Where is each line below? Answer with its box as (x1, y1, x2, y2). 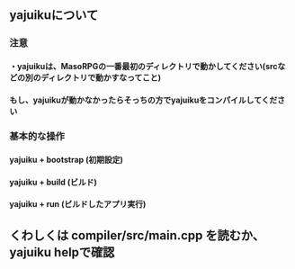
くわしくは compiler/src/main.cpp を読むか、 (9, 228, 265, 243)
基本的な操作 (9, 130, 66, 143)
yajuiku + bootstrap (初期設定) (9, 155, 124, 166)
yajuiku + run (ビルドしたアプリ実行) (9, 199, 147, 210)
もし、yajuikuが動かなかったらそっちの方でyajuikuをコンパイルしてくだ (9, 94, 278, 105)
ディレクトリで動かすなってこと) (40, 72, 162, 83)
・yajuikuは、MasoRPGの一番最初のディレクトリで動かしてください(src (9, 60, 278, 71)
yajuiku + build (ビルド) (9, 176, 97, 187)
